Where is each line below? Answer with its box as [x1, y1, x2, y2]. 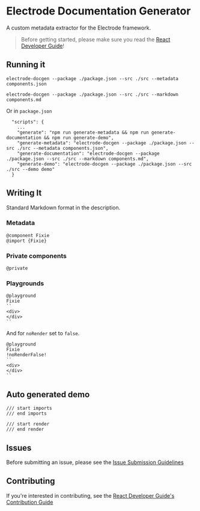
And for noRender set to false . [6, 330, 80, 337]
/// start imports [6, 405, 52, 412]
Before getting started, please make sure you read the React [20, 36, 171, 43]
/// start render [6, 421, 50, 427]
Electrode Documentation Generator [6, 4, 191, 18]
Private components [6, 252, 67, 260]
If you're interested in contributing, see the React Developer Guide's [6, 492, 175, 499]
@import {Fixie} [6, 238, 47, 244]
